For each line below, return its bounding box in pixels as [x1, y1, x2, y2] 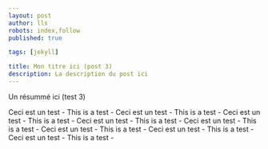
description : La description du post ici [8, 70, 149, 78]
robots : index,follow [8, 26, 81, 34]
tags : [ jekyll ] [8, 49, 59, 57]
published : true [8, 33, 62, 42]
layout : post [8, 11, 52, 20]
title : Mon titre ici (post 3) [8, 63, 113, 71]
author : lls [8, 19, 48, 27]
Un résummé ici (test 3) [8, 92, 86, 101]
